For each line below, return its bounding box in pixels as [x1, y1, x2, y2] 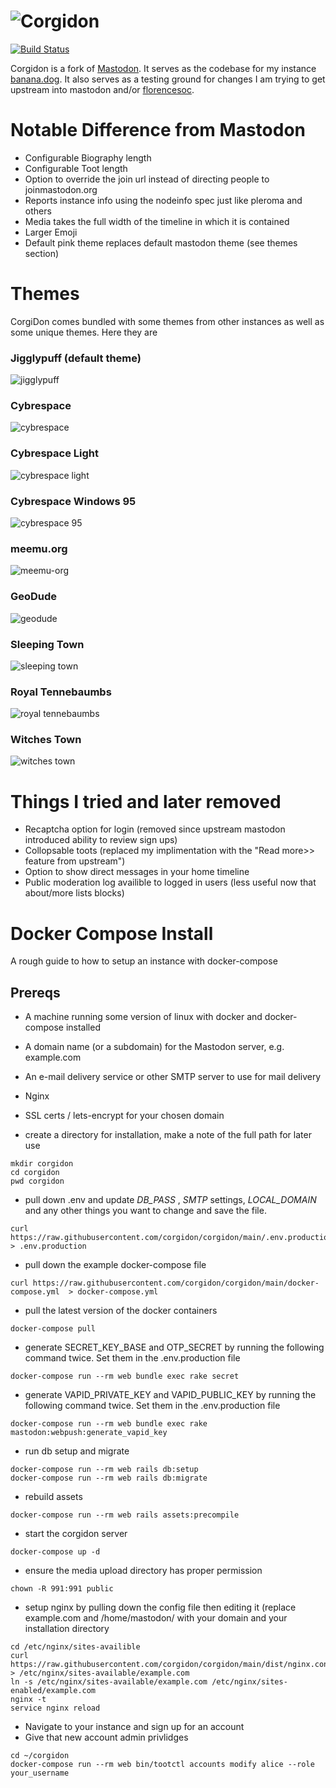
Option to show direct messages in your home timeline [24, 866, 250, 878]
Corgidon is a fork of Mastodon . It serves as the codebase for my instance [10, 62, 317, 74]
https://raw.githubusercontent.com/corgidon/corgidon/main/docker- [32, 1278, 320, 1289]
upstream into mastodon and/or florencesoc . [10, 83, 195, 95]
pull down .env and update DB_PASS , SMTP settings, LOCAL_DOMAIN [24, 1194, 317, 1206]
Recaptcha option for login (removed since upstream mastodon [24, 823, 286, 835]
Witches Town [10, 733, 82, 747]
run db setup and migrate [24, 1445, 130, 1457]
